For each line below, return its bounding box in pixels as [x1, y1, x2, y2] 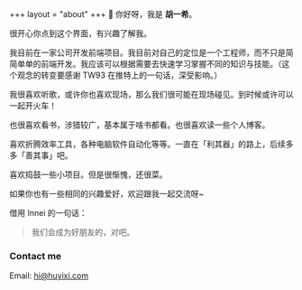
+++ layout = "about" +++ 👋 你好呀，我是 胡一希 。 [9, 9, 197, 19]
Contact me [9, 249, 62, 262]
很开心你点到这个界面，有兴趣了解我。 [9, 28, 151, 39]
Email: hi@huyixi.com [9, 270, 89, 281]
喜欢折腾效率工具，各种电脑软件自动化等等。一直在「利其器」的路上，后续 [9, 139, 286, 149]
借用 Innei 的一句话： [9, 208, 87, 218]
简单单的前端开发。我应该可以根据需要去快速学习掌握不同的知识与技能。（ [9, 59, 282, 69]
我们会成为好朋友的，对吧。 [31, 227, 135, 238]
